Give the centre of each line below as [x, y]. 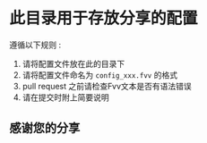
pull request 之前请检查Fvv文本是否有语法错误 [107, 86]
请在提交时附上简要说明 [65, 97]
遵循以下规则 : [35, 45]
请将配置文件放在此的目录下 [73, 63]
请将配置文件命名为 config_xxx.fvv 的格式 [99, 75]
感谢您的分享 [45, 128]
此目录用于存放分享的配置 [104, 18]
